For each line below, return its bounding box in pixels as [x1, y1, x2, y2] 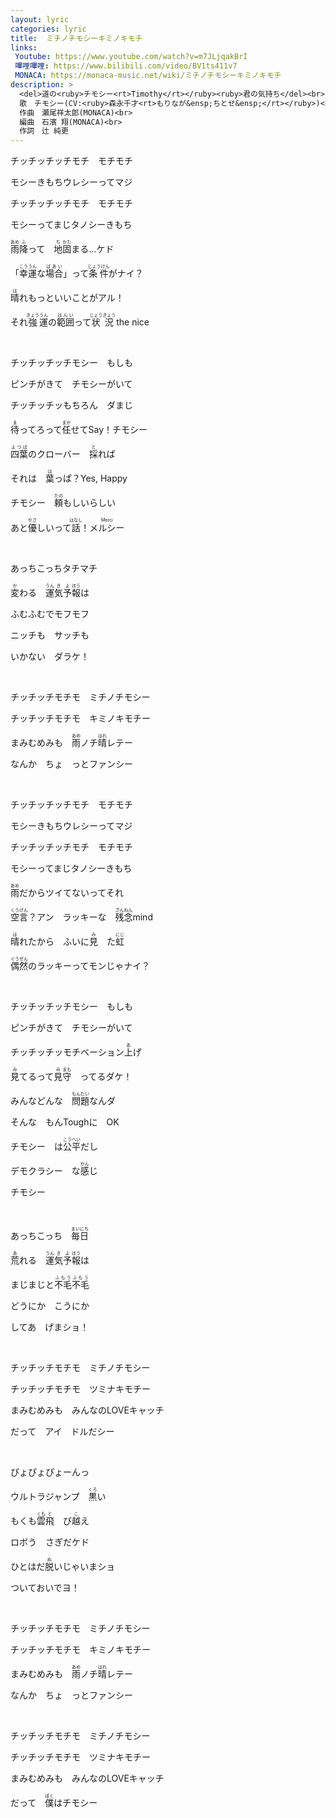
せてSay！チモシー [70, 424, 148, 436]
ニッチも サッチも [10, 629, 90, 641]
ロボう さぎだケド [10, 1536, 90, 1548]
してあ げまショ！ [10, 1321, 90, 1333]
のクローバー [28, 448, 81, 460]
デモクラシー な [10, 1165, 81, 1177]
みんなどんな [10, 1095, 63, 1107]
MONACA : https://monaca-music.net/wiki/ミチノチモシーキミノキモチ [14, 71, 282, 81]
